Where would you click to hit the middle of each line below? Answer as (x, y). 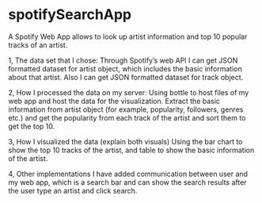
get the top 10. (32, 126)
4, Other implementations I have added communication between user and (128, 174)
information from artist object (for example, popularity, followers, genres (126, 109)
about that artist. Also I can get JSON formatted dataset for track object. (126, 77)
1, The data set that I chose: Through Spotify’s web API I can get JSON (123, 60)
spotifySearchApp (70, 15)
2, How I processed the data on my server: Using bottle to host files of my (129, 92)
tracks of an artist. (38, 44)
